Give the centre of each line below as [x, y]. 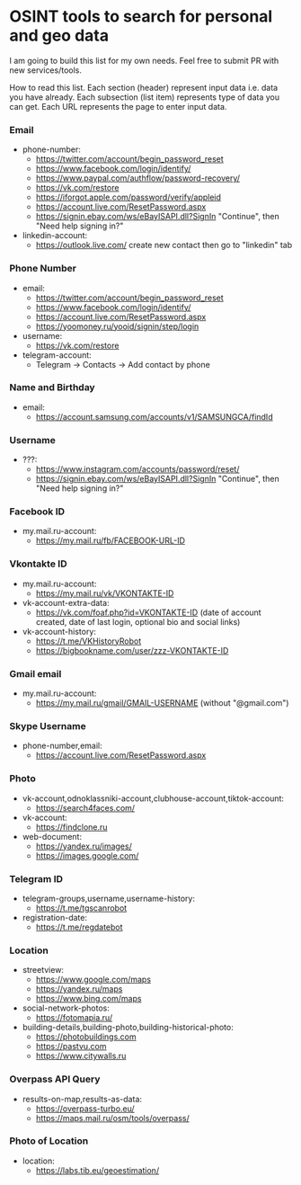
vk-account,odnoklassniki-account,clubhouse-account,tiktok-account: [153, 798]
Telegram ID [36, 878]
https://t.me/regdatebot [79, 927]
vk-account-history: [59, 631]
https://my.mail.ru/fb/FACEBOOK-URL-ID [111, 540]
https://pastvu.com [71, 1047]
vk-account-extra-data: [66, 602]
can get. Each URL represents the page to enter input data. [118, 106]
